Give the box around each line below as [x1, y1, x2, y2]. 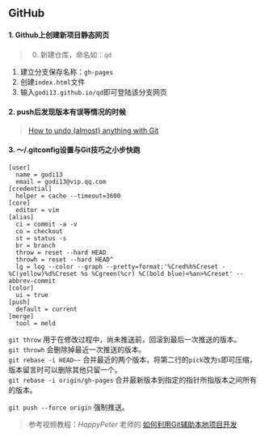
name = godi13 [15, 171, 63, 179]
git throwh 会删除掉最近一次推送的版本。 [8, 345, 146, 354]
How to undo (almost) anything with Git [27, 125, 159, 135]
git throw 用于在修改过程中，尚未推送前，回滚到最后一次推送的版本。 [8, 335, 242, 344]
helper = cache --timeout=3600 [15, 192, 121, 200]
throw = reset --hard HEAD [15, 248, 107, 257]
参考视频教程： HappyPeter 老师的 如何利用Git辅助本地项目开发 [27, 420, 238, 429]
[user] [8, 163, 31, 172]
